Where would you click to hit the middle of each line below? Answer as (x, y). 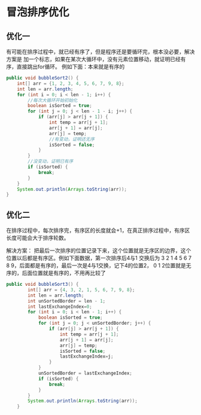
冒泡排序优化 (38, 12)
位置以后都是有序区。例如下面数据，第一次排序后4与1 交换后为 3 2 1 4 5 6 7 (99, 258)
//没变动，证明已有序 (51, 161)
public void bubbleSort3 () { (42, 285)
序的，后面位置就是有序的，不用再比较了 (56, 273)
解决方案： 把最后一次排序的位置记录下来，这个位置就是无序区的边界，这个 (99, 251)
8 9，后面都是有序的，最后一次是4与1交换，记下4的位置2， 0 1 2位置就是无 (99, 266)
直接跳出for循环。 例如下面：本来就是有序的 (71, 67)
